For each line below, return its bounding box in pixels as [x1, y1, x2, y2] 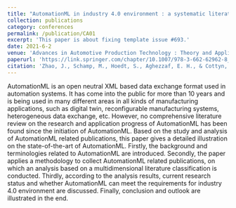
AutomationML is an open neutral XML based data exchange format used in [7, 82, 226, 90]
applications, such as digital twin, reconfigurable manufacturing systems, [7, 104, 219, 112]
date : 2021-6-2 [7, 43, 52, 50]
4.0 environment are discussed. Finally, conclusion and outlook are [7, 186, 201, 195]
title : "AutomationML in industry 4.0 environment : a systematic [7, 10, 206, 18]
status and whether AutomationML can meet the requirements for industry [7, 178, 223, 187]
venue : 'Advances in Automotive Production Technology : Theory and [7, 50, 212, 57]
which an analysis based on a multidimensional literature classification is [7, 164, 218, 172]
